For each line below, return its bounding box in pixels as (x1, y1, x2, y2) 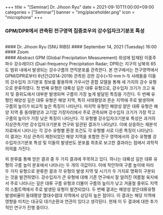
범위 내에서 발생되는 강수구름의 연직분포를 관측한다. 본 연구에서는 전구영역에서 (10, 67, 159, 73)
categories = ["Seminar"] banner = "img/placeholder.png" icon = (5, 9, 135, 15)
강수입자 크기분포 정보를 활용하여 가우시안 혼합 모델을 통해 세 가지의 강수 (10, 79, 148, 85)
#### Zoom (5, 49, 29, 55)
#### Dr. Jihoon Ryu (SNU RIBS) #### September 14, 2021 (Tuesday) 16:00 (5, 44, 157, 50)
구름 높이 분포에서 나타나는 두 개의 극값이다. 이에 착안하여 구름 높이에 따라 (14, 162, 154, 168)
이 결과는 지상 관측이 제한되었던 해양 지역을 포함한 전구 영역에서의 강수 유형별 (5, 133, 152, 140)
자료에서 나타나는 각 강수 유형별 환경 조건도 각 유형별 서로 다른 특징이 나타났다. (5, 128, 154, 133)
